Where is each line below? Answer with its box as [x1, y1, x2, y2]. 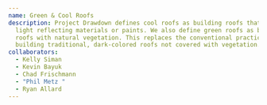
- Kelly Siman [15, 56, 62, 64]
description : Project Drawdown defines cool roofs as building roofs [8, 19, 244, 27]
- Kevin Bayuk [15, 63, 62, 71]
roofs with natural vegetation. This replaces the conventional [15, 33, 233, 42]
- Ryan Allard [15, 84, 62, 93]
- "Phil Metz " [15, 77, 66, 85]
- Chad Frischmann [15, 70, 77, 78]
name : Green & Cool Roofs [8, 11, 94, 20]
